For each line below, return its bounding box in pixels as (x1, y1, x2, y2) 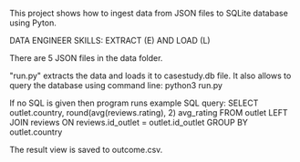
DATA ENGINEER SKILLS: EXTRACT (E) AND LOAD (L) (9, 35, 212, 46)
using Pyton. (9, 17, 57, 28)
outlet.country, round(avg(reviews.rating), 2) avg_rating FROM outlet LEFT (9, 107, 288, 117)
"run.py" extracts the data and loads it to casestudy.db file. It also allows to (9, 70, 292, 81)
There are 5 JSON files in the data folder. (9, 53, 163, 63)
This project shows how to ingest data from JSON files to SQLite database (9, 8, 289, 18)
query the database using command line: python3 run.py (9, 80, 223, 90)
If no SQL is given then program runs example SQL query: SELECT (9, 97, 259, 108)
